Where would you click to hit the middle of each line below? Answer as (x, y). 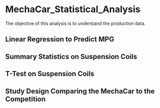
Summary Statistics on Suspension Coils (71, 57)
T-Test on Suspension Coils (50, 74)
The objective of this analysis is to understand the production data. (76, 23)
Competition (25, 99)
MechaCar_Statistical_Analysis (73, 9)
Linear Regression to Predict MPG (60, 39)
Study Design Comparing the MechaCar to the (80, 91)
